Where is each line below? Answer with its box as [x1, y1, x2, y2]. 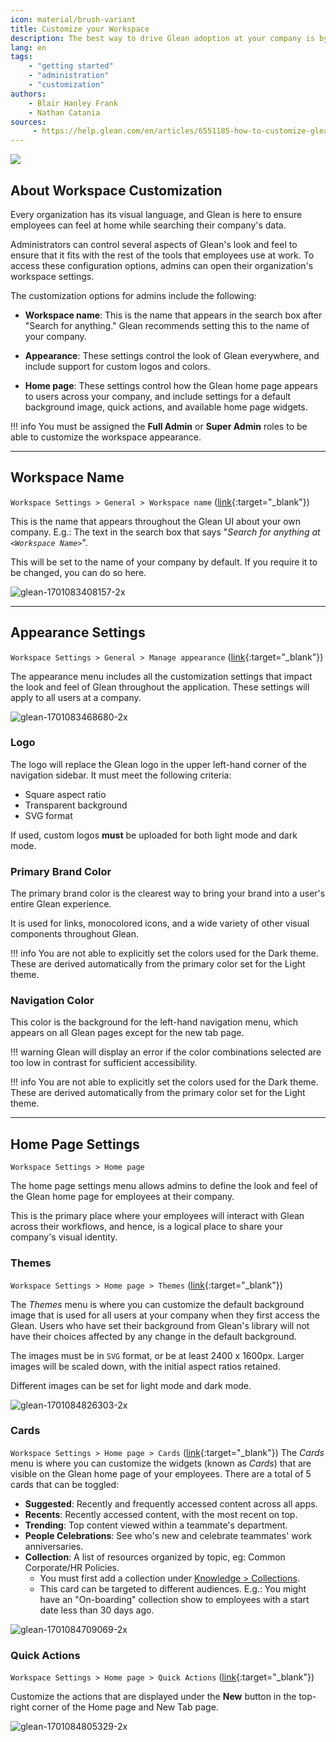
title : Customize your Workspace [10, 24, 150, 34]
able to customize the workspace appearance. [10, 431, 202, 443]
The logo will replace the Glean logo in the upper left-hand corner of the [10, 758, 308, 770]
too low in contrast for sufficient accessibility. [10, 1057, 198, 1069]
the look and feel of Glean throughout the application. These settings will [10, 681, 310, 693]
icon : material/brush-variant [10, 14, 137, 25]
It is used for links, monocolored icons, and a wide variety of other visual [10, 917, 310, 930]
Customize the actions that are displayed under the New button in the [10, 1691, 297, 1703]
